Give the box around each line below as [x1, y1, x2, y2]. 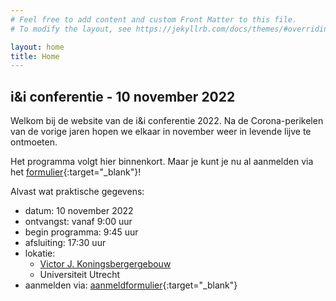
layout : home [10, 42, 65, 52]
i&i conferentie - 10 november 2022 [10, 88, 236, 105]
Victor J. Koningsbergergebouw [39, 258, 172, 270]
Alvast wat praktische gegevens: [10, 186, 145, 198]
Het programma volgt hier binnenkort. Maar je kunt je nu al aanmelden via [10, 156, 314, 168]
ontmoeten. [10, 136, 58, 148]
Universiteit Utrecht [39, 269, 121, 281]
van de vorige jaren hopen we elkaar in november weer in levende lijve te [10, 126, 312, 138]
